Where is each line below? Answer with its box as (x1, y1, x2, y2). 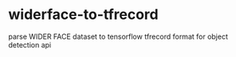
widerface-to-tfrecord (8, 6, 159, 24)
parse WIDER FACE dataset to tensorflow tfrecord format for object (8, 32, 229, 41)
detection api (8, 40, 52, 49)
